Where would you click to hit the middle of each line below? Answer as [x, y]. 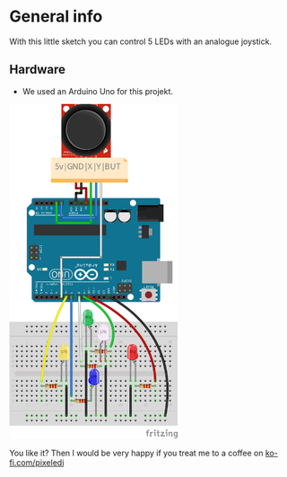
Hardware [37, 70]
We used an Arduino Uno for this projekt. [97, 91]
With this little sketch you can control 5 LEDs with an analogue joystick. [140, 41]
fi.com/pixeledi [37, 463]
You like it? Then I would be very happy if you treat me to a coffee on [136, 453]
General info [56, 17]
